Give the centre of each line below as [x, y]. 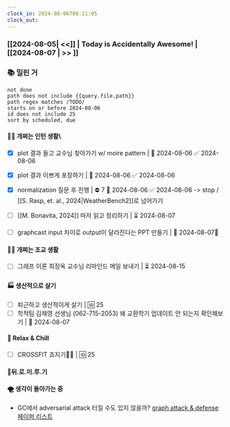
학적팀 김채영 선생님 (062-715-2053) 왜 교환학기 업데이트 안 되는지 [108, 313]
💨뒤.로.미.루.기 [27, 372]
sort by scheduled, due [42, 120]
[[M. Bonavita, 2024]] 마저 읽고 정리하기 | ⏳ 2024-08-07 [96, 216]
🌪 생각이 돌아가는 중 [35, 389]
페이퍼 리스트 [35, 416]
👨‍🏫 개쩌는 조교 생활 [33, 250]
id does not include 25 [42, 114]
